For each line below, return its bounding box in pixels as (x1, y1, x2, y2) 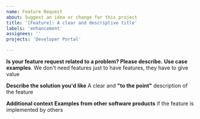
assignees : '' (6, 31, 42, 37)
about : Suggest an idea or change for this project (6, 14, 137, 20)
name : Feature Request (6, 8, 63, 15)
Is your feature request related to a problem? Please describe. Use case (6, 58, 188, 65)
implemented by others (6, 107, 63, 113)
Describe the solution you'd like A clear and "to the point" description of (6, 82, 188, 89)
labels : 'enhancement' (6, 25, 63, 32)
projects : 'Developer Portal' (6, 36, 82, 42)
